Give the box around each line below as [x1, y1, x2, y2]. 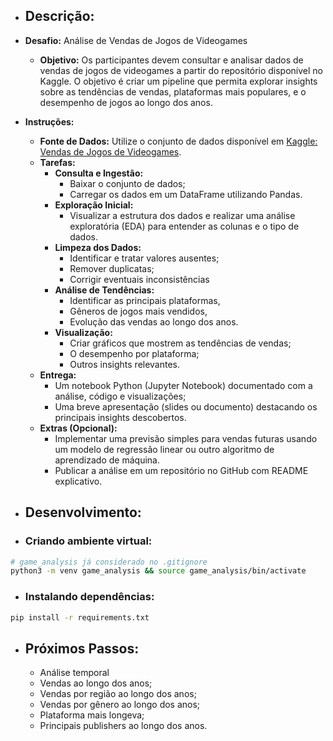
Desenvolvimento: [24, 504, 142, 521]
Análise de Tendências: [54, 284, 155, 296]
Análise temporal [39, 667, 110, 679]
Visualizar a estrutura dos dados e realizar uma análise [69, 209, 296, 221]
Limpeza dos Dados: [54, 241, 142, 253]
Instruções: [24, 115, 75, 128]
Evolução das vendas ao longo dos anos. [69, 315, 239, 328]
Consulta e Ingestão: [54, 167, 144, 179]
